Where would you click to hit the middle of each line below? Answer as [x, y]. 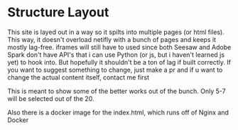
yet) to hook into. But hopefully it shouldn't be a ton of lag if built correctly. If [119, 62]
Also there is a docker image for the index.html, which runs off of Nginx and [118, 112]
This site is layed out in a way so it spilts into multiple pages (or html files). [116, 32]
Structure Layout [58, 12]
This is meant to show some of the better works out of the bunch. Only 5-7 [117, 91]
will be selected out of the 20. [51, 98]
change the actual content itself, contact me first [79, 77]
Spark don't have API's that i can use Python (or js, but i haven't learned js [116, 55]
